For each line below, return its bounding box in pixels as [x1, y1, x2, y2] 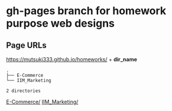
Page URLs [6, 40, 47, 50]
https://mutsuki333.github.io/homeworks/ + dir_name [6, 56, 138, 63]
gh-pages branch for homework [6, 4, 167, 18]
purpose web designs [6, 17, 115, 30]
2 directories [6, 88, 41, 94]
